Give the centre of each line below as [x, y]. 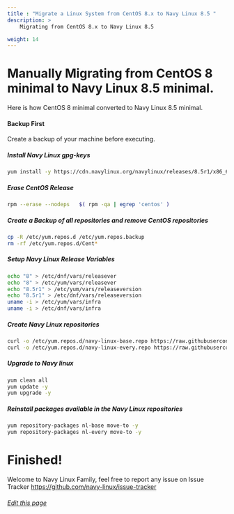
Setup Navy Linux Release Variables [61, 259]
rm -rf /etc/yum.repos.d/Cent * [53, 243]
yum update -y [28, 387]
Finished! [35, 460]
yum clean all [28, 380]
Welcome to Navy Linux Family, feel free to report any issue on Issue [106, 479]
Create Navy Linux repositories [53, 324]
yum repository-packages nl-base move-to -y [73, 426]
